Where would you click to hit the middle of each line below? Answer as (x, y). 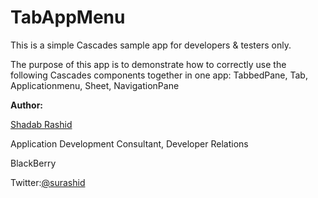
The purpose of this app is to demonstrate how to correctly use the (148, 64)
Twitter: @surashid (48, 182)
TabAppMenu (68, 17)
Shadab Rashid (41, 124)
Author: (27, 105)
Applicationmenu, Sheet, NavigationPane (95, 85)
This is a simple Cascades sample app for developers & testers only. (151, 45)
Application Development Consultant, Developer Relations (129, 143)
